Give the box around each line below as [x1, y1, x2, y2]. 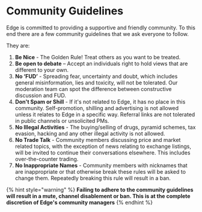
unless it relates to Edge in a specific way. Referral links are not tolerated [14, 111, 195, 118]
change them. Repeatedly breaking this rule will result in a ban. [14, 174, 171, 181]
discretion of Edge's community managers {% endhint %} [6, 199, 153, 206]
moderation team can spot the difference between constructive [14, 85, 173, 92]
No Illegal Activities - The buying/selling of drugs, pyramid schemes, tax [14, 123, 196, 131]
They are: [6, 42, 30, 49]
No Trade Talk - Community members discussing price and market [14, 136, 181, 143]
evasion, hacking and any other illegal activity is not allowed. [14, 130, 165, 137]
